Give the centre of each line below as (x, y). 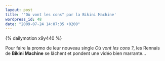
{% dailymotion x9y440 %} (34, 38)
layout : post (19, 10)
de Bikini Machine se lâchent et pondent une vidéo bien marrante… (76, 53)
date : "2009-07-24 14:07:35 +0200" (43, 24)
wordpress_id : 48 (24, 19)
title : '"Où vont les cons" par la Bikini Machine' (61, 15)
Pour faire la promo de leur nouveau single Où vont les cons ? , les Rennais (83, 48)
